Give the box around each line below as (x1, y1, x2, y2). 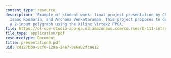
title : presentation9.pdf (5, 40, 60, 45)
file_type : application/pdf (5, 31, 65, 36)
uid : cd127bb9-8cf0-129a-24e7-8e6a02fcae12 (5, 45, 99, 50)
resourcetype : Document (5, 36, 56, 41)
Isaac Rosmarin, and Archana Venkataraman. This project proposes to (10, 17, 160, 22)
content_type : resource (5, 7, 56, 13)
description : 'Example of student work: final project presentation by (5, 12, 160, 17)
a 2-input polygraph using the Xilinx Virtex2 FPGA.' (10, 21, 126, 27)
